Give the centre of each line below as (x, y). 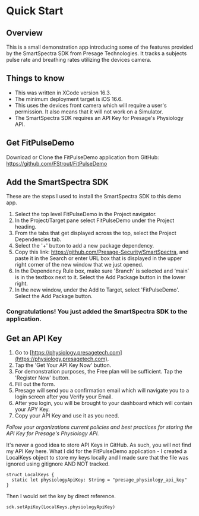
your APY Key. (32, 409)
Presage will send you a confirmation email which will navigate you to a (102, 391)
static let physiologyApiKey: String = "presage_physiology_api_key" (99, 480)
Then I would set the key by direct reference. (61, 496)
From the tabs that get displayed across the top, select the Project (95, 233)
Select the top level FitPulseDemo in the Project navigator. (86, 214)
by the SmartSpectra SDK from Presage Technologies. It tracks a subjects (97, 53)
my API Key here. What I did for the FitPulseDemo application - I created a (97, 451)
